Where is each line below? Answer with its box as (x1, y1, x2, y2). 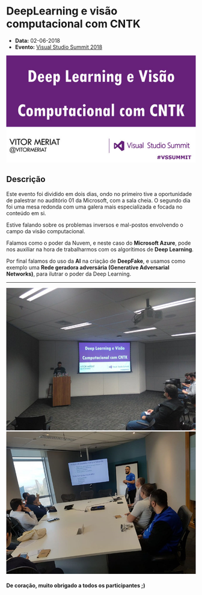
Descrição (6, 174, 46, 184)
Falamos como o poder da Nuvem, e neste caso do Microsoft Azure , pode (6, 239, 191, 247)
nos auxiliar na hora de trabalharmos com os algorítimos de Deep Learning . (6, 245, 194, 253)
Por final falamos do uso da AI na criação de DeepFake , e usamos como (6, 257, 186, 265)
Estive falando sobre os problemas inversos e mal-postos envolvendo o (6, 221, 183, 228)
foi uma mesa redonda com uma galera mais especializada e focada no (6, 203, 183, 210)
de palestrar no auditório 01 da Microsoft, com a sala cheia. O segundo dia (6, 197, 191, 204)
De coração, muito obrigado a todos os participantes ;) (6, 582, 145, 589)
